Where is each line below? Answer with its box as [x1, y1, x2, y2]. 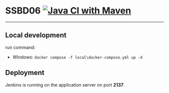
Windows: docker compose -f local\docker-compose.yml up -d [12, 54, 143, 60]
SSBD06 [5, 5, 41, 16]
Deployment [5, 68, 45, 77]
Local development [5, 31, 67, 39]
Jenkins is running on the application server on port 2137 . [5, 81, 125, 87]
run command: [5, 44, 36, 50]
